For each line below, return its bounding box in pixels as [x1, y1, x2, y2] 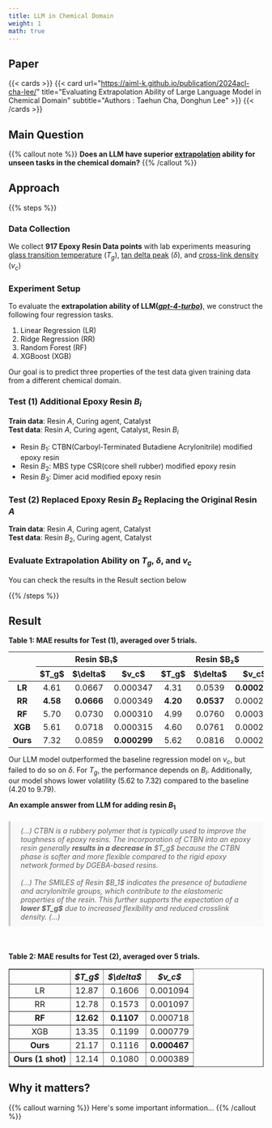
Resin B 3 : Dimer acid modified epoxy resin [19, 472, 162, 483]
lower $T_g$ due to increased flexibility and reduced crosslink [20, 903, 230, 912]
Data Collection [8, 223, 70, 234]
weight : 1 [8, 19, 42, 28]
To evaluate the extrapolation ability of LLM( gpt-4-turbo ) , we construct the [8, 301, 263, 310]
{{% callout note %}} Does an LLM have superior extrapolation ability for [8, 149, 256, 159]
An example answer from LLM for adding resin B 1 [8, 800, 176, 811]
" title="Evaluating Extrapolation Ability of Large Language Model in [36, 87, 261, 97]
